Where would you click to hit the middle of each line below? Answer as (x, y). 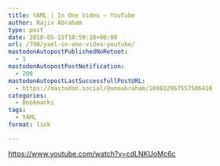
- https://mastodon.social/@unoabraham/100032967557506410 (114, 88)
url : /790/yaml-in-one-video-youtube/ (71, 45)
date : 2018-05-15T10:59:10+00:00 (63, 37)
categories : (27, 96)
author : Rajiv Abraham (45, 23)
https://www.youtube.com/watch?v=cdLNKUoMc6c (92, 153)
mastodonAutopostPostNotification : (66, 67)
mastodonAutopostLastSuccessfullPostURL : (77, 81)
